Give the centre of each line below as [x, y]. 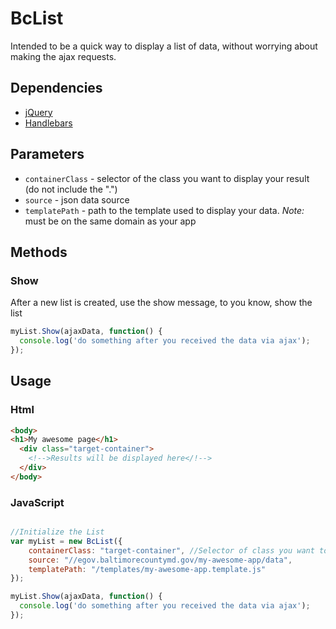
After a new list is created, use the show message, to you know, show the [161, 303]
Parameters [47, 154]
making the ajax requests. [63, 56]
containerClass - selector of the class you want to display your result [167, 178]
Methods [39, 252]
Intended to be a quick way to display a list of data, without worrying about [164, 46]
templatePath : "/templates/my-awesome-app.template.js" [147, 569]
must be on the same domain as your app [110, 221]
